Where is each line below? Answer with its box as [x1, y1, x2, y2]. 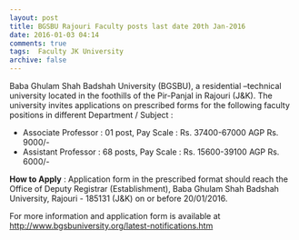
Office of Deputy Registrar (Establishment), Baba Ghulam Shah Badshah [9, 184, 280, 194]
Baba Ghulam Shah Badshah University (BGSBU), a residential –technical [9, 81, 282, 91]
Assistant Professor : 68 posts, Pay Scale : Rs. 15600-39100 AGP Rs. [22, 146, 280, 157]
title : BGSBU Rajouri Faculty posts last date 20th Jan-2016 [9, 22, 246, 31]
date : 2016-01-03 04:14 [9, 30, 100, 39]
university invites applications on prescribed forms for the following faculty [9, 100, 291, 110]
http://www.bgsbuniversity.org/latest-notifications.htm [9, 220, 214, 231]
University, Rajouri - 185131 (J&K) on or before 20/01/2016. [9, 193, 228, 204]
